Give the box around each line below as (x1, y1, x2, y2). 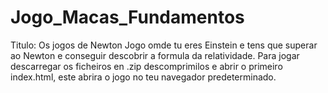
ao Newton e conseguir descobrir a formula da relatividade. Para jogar (10, 49, 300, 61)
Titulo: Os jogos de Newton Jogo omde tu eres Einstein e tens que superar (10, 39, 318, 51)
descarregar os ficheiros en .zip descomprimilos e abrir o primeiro (10, 60, 283, 72)
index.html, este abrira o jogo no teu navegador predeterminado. (10, 71, 277, 83)
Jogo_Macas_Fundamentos (10, 6, 245, 29)
